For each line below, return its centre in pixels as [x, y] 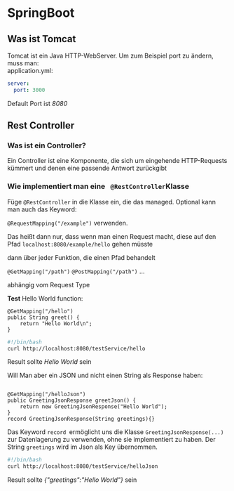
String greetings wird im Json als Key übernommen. [82, 447]
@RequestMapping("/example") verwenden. [68, 223]
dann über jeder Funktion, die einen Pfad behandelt [81, 257]
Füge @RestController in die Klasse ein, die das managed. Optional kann [111, 202]
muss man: [23, 63]
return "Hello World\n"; [56, 323]
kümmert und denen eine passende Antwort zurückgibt [87, 168]
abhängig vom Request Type [49, 284]
